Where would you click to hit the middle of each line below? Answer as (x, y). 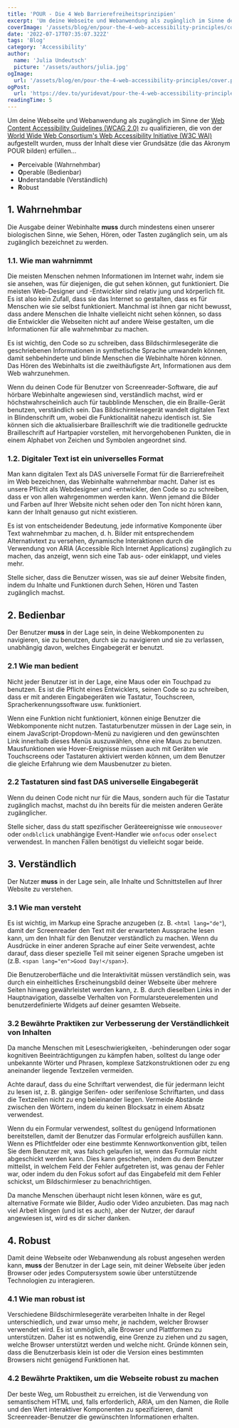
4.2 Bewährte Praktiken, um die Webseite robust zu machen (113, 1379)
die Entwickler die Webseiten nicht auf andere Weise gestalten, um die (111, 322)
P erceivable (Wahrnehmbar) (59, 164)
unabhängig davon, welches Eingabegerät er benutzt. (86, 648)
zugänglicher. (27, 812)
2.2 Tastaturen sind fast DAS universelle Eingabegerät (103, 782)
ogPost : (19, 87)
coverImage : (25, 27)
